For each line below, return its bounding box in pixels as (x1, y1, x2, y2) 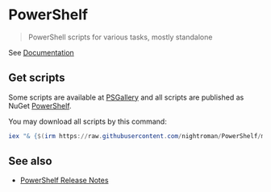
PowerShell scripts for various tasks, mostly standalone (27, 32, 213, 42)
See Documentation (8, 47, 74, 57)
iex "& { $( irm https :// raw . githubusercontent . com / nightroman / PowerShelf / (8, 132, 262, 140)
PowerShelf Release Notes (19, 175, 109, 186)
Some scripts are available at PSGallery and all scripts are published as (8, 92, 244, 102)
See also (8, 154, 52, 168)
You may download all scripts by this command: (8, 116, 167, 126)
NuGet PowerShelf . (8, 100, 72, 110)
